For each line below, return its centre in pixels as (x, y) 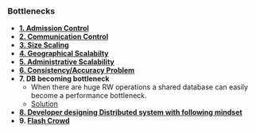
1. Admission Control (54, 28)
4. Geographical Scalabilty (64, 54)
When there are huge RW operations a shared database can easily (139, 87)
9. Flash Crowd (44, 121)
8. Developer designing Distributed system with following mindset (131, 112)
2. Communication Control (64, 36)
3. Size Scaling (44, 45)
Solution (45, 104)
